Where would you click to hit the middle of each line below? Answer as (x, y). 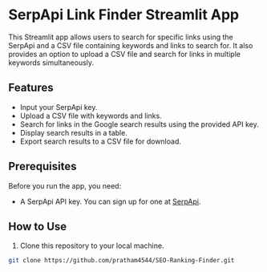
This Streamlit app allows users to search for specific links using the (121, 37)
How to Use (38, 226)
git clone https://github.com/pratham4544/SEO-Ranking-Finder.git (121, 261)
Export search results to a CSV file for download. (101, 141)
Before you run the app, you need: (65, 185)
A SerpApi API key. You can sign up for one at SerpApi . (110, 201)
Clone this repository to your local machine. (92, 246)
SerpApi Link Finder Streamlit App (123, 15)
